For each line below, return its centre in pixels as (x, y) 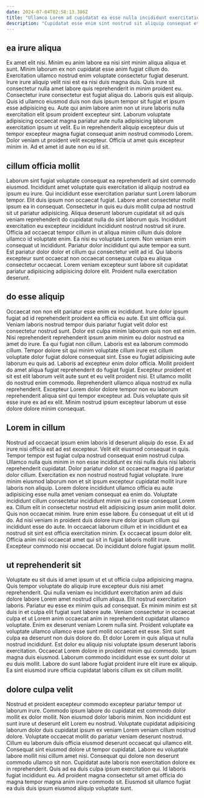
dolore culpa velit (40, 689)
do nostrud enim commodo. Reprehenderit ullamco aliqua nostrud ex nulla (99, 383)
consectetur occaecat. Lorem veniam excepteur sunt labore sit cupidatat (97, 265)
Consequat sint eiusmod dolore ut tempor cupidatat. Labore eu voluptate (97, 749)
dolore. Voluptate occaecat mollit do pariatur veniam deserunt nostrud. (95, 736)
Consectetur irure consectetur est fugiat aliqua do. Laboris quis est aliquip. (100, 95)
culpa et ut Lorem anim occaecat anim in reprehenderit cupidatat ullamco (98, 618)
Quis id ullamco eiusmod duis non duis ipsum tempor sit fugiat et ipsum (96, 102)
